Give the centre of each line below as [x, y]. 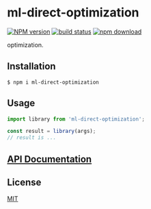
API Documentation [50, 159]
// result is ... [32, 138]
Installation [31, 66]
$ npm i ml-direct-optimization [53, 82]
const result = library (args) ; [52, 132]
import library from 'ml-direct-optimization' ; [76, 119]
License [24, 182]
